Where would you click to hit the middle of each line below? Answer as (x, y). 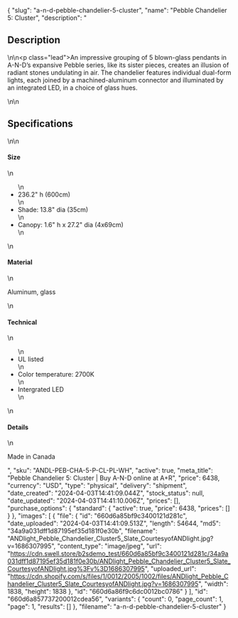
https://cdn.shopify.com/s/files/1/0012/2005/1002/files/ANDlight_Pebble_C (119, 577)
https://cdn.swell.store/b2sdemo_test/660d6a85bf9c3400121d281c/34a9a (119, 554)
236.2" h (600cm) (44, 194)
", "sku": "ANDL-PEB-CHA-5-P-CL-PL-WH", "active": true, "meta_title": (110, 471)
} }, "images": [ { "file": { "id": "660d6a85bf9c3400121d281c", (97, 516)
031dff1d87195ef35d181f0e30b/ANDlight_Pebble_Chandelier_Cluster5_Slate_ (119, 561)
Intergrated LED (40, 389)
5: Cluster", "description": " (47, 18)
